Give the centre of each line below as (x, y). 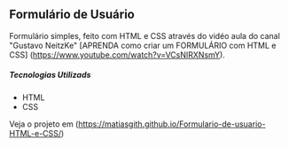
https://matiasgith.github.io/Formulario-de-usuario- (172, 124)
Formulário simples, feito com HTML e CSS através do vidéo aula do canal (145, 35)
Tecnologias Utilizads (50, 75)
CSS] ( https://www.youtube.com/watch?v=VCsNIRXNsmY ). (117, 54)
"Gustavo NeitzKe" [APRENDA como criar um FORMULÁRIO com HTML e (143, 45)
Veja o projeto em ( (44, 124)
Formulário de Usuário (72, 15)
